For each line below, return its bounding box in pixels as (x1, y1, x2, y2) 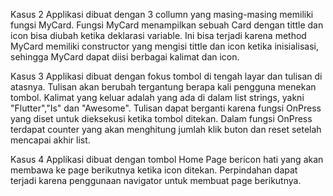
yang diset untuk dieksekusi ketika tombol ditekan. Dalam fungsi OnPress (10, 113, 313, 124)
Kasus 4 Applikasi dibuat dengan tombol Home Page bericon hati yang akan (10, 154, 324, 165)
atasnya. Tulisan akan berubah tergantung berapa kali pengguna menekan (10, 81, 317, 93)
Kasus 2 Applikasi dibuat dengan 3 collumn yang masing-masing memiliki (10, 9, 314, 20)
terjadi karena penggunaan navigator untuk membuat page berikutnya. (10, 175, 302, 186)
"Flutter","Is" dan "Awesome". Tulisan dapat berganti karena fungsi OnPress (10, 102, 322, 114)
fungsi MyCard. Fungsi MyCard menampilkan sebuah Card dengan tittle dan (10, 19, 324, 31)
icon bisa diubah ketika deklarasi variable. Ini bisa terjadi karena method (10, 30, 307, 41)
